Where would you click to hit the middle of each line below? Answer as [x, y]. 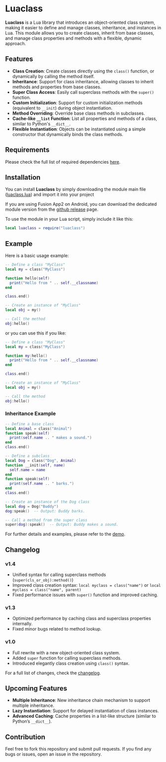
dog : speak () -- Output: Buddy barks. [45, 511]
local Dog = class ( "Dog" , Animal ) [41, 460]
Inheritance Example [30, 414]
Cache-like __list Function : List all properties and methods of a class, [85, 118]
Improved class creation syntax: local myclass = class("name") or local [86, 585]
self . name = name [28, 470]
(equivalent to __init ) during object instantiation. [62, 108]
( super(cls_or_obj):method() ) [43, 580]
